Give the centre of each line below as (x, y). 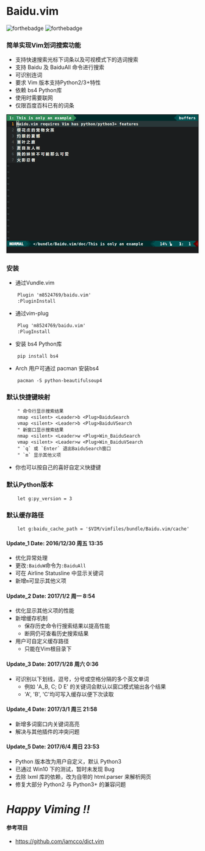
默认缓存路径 (25, 515)
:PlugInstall (34, 332)
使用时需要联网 (34, 98)
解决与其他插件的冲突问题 (47, 731)
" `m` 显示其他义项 (39, 455)
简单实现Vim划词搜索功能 (44, 45)
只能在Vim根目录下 (48, 649)
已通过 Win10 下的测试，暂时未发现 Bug (65, 769)
